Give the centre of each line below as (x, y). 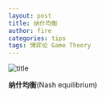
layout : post (30, 16)
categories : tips (37, 38)
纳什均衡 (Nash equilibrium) (53, 85)
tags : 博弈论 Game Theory (50, 46)
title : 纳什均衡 (33, 23)
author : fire (30, 30)
